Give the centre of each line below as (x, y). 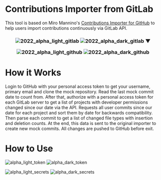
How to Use (29, 149)
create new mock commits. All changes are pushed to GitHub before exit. (80, 129)
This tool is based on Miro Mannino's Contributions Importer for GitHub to (80, 23)
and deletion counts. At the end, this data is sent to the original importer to (81, 123)
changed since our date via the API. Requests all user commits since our (79, 108)
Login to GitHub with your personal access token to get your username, (78, 87)
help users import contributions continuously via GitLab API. (66, 28)
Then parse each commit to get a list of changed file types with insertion (79, 118)
